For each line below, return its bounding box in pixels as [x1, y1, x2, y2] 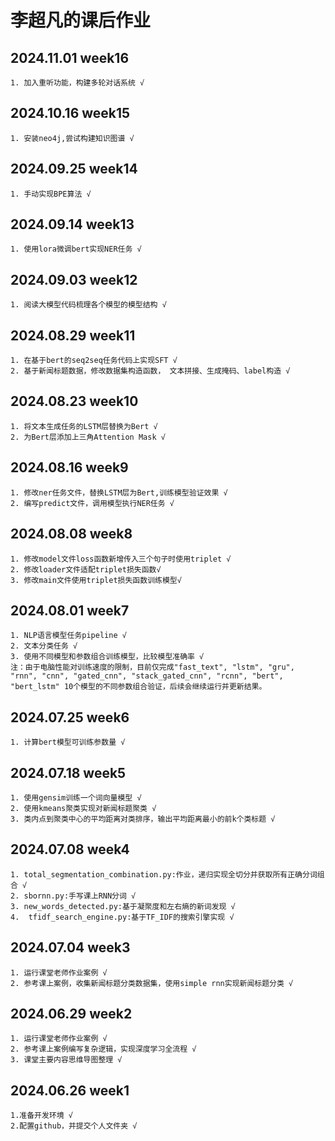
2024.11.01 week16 [10, 49, 130, 66]
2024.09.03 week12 [10, 271, 138, 288]
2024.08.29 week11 [10, 327, 136, 344]
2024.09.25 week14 [10, 161, 138, 178]
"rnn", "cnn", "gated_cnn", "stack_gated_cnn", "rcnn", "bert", [10, 671, 284, 681]
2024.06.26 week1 [10, 1082, 130, 1099]
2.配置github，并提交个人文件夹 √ [10, 1121, 138, 1131]
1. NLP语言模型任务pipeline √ [10, 631, 127, 641]
